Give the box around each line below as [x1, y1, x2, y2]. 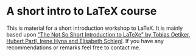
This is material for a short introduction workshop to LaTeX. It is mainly [6, 24, 183, 32]
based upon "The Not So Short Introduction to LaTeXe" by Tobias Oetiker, [6, 30, 191, 38]
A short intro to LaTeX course [6, 4, 157, 18]
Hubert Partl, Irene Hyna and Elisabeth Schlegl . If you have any [6, 37, 164, 44]
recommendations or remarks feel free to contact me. [6, 44, 141, 51]
